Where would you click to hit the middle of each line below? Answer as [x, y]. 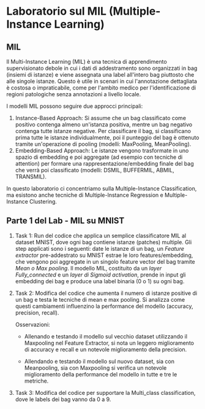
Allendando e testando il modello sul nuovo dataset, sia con [99, 361]
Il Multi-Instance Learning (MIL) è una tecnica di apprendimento [87, 62]
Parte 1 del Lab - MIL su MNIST [65, 221]
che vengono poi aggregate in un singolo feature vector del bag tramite [105, 261]
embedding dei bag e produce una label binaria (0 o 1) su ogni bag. [100, 281]
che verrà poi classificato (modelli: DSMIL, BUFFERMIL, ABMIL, [95, 170]
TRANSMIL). [31, 177]
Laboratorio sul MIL [57, 11]
